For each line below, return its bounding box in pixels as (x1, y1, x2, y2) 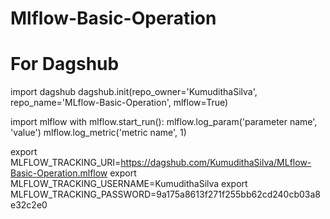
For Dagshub (10, 53, 120, 76)
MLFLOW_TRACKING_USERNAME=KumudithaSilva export (10, 178, 248, 190)
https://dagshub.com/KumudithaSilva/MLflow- (120, 157, 312, 169)
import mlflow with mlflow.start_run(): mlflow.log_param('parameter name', (10, 116, 318, 128)
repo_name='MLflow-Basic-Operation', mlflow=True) (10, 97, 229, 109)
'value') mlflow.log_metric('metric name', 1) (10, 127, 187, 139)
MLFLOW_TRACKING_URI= (10, 157, 122, 169)
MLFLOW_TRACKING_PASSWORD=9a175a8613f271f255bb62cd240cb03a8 (10, 188, 322, 201)
